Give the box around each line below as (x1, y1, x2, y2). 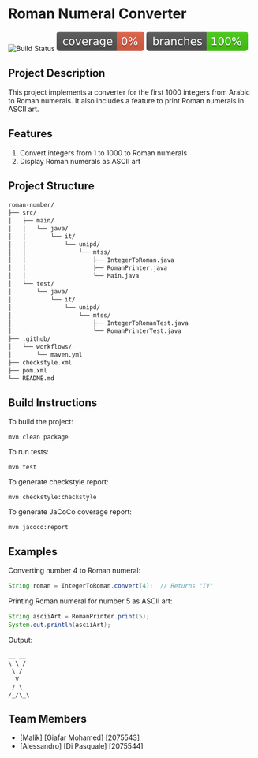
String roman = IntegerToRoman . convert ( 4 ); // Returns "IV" (8, 582, 214, 590)
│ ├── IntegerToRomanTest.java (8, 319, 189, 327)
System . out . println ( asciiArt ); (8, 621, 111, 629)
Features (8, 127, 53, 140)
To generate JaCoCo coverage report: (8, 507, 133, 517)
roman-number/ (8, 201, 55, 209)
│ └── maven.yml (8, 351, 83, 359)
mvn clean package (8, 433, 69, 442)
